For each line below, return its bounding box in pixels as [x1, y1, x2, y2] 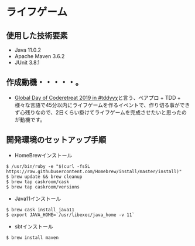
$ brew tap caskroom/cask [6, 178, 69, 185]
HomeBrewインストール [14, 151, 73, 159]
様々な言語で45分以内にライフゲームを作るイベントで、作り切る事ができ [14, 101, 190, 109]
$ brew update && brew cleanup [6, 174, 83, 180]
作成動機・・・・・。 [6, 77, 83, 87]
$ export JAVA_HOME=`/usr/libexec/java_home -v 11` [6, 212, 135, 218]
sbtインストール [14, 223, 54, 230]
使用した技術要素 [6, 31, 68, 41]
